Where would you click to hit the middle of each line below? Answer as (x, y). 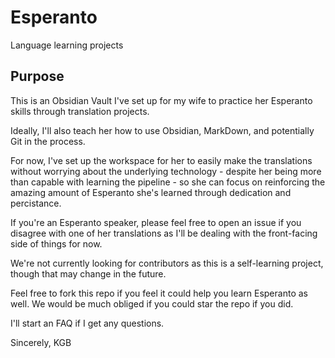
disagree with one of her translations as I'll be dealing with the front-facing (164, 233)
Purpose (37, 76)
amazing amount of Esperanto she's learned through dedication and (151, 192)
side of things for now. (56, 243)
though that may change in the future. (88, 273)
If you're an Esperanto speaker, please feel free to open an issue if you (156, 222)
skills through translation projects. (80, 111)
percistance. (36, 203)
